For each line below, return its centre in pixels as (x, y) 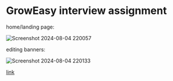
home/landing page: (30, 27)
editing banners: (26, 49)
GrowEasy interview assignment (86, 11)
